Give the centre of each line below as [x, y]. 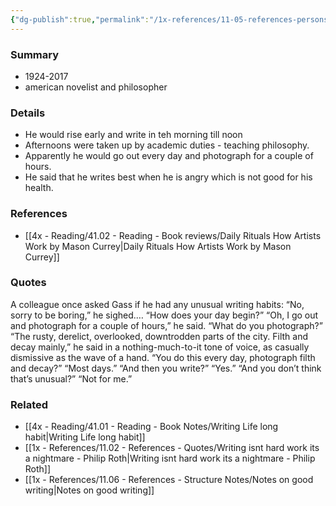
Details [28, 113]
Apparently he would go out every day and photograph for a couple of [169, 156]
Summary [35, 54]
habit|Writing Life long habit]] [85, 437]
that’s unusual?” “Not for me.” [71, 378]
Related [29, 404]
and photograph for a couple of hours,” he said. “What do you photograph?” [166, 325]
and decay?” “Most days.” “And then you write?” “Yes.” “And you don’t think [166, 368]
